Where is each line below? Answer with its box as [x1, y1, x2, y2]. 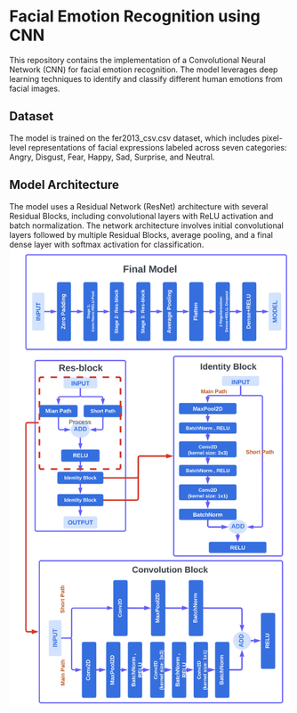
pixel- [261, 132, 283, 143]
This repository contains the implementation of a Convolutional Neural [9, 54, 266, 65]
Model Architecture [9, 177, 120, 193]
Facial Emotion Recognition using [9, 6, 261, 27]
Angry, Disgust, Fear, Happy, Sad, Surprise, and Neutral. [9, 152, 215, 162]
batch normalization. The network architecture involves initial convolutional [9, 220, 285, 231]
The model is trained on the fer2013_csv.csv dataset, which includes [9, 132, 261, 143]
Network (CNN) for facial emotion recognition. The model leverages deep [9, 64, 278, 75]
